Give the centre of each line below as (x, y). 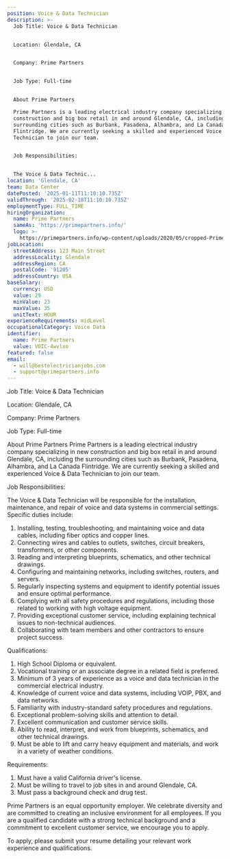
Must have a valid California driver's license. (79, 778)
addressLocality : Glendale (52, 257)
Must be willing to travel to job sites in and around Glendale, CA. (107, 785)
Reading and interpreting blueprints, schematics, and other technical (114, 557)
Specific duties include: (40, 515)
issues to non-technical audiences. (66, 623)
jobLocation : (26, 244)
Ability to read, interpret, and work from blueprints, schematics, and (113, 729)
